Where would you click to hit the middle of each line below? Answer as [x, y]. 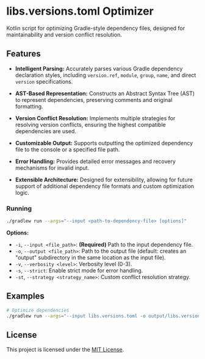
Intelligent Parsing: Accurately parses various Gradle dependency [99, 68]
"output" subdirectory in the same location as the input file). [90, 257]
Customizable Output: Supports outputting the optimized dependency [104, 143]
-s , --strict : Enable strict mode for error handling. [79, 270]
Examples [25, 296]
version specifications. [44, 81]
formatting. [29, 106]
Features [23, 54]
